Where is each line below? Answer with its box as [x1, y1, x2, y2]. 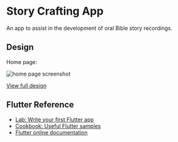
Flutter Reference [6, 99, 74, 110]
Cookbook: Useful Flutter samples [15, 122, 101, 129]
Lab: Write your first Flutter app [15, 116, 94, 123]
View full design [6, 82, 47, 89]
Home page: [6, 58, 38, 65]
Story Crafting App [6, 4, 104, 18]
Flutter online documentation [15, 129, 88, 136]
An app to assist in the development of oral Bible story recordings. [6, 24, 173, 32]
